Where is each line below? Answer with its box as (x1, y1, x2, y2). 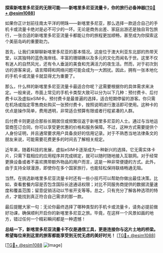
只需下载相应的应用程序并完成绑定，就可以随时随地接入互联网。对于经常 (13, 153, 158, 159)
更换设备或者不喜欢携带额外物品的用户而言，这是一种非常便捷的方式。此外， (5, 159, 158, 164)
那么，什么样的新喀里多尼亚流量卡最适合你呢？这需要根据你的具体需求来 (5, 84, 149, 89)
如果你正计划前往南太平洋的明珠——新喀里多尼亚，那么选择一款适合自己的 (5, 20, 154, 26)
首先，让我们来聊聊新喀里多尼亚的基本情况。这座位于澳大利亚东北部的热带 (5, 49, 154, 54)
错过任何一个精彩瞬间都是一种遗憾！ (13, 216, 86, 222)
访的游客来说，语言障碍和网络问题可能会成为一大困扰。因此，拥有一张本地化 (5, 67, 158, 72)
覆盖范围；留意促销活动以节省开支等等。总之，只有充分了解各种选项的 (13, 187, 154, 193)
